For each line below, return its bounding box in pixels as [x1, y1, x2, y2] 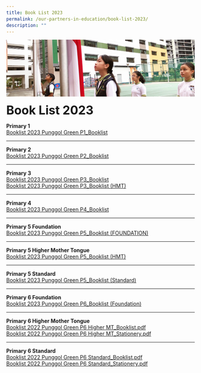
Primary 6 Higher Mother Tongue [6, 317, 90, 325]
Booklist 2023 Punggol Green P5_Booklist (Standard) [6, 277, 136, 284]
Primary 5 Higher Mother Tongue [6, 247, 90, 254]
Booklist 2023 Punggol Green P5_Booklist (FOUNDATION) [6, 229, 148, 236]
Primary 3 [6, 169, 32, 177]
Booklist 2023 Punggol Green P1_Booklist [6, 129, 108, 136]
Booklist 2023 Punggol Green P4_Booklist [6, 206, 109, 213]
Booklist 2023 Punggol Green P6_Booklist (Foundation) [6, 300, 142, 308]
